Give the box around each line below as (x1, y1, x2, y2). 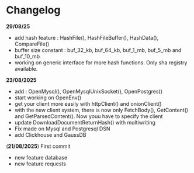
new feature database (14, 154, 68, 161)
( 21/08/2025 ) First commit (6, 143, 71, 150)
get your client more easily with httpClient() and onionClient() (14, 100, 162, 107)
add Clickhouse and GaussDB (14, 131, 86, 138)
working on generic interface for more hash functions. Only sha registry (14, 59, 188, 66)
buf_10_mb (14, 53, 40, 60)
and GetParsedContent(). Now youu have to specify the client (14, 112, 163, 120)
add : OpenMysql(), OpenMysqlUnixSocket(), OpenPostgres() (14, 88, 162, 95)
